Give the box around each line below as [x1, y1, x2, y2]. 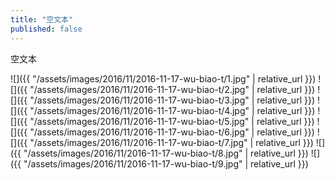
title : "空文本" [10, 14, 74, 25]
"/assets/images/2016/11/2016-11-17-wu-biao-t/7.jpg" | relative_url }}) [29, 136, 314, 148]
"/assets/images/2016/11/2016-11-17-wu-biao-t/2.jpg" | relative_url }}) [29, 83, 316, 95]
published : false [10, 24, 83, 34]
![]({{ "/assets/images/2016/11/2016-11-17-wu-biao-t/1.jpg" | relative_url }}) [10, 72, 317, 85]
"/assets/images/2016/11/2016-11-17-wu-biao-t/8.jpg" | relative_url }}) [23, 147, 309, 159]
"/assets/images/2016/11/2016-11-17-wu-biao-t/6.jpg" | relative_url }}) [29, 126, 315, 138]
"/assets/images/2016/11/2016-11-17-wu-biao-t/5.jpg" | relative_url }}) [29, 115, 315, 127]
